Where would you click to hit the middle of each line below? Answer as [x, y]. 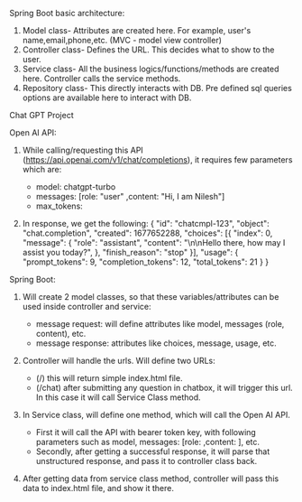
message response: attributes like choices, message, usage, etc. [156, 343]
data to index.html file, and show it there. [98, 488]
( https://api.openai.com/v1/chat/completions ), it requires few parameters [157, 160]
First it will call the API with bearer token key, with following [146, 432]
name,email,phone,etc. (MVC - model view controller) [122, 40]
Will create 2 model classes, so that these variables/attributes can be [151, 297]
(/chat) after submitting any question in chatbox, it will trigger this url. [164, 388]
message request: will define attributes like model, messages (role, [160, 324]
